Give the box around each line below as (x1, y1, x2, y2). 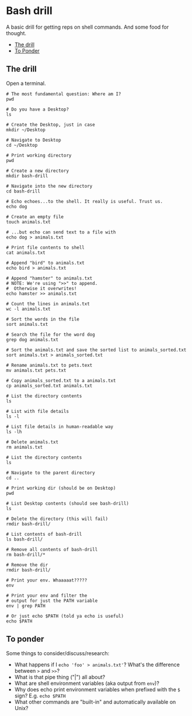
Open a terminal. (6, 80, 46, 87)
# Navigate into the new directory (6, 183, 93, 189)
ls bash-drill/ (6, 536, 43, 542)
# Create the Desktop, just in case (6, 122, 95, 128)
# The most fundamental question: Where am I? (6, 91, 121, 97)
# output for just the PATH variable (6, 598, 98, 604)
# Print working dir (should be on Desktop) (6, 485, 116, 491)
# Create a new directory (6, 168, 69, 174)
